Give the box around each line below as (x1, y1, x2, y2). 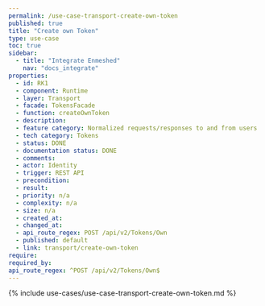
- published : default (15, 237, 89, 245)
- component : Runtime (15, 86, 89, 95)
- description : (15, 117, 67, 125)
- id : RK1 (15, 79, 48, 87)
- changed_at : (15, 221, 63, 229)
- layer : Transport (15, 94, 81, 102)
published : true (8, 19, 63, 27)
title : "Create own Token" (8, 27, 99, 35)
